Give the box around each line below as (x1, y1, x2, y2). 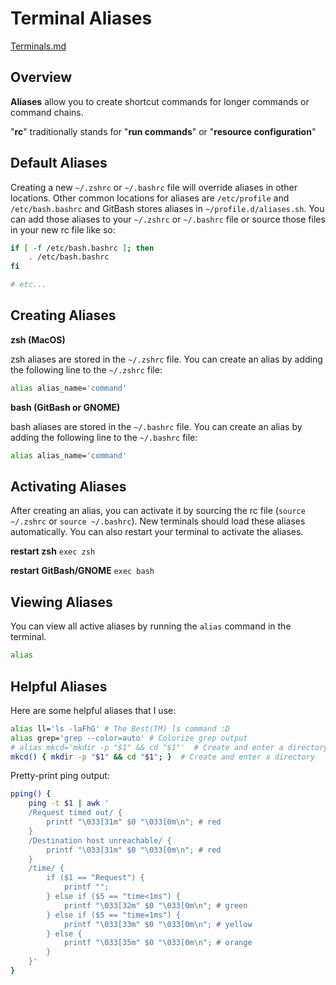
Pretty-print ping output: (10, 770, 110, 782)
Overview (10, 69, 73, 86)
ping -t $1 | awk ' (28, 798, 110, 809)
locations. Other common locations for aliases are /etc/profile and (10, 192, 290, 204)
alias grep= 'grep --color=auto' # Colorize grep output (10, 733, 248, 743)
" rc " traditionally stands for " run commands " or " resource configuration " (10, 125, 317, 137)
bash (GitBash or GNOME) (10, 401, 121, 413)
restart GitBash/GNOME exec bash (10, 565, 155, 577)
